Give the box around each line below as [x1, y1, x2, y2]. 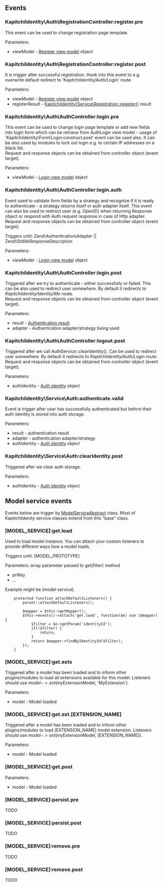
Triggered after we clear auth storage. [5, 464, 81, 470]
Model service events [5, 497, 72, 505]
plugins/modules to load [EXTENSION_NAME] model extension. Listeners [5, 727, 152, 733]
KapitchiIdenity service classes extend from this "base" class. [5, 515, 129, 521]
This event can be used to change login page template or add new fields [5, 124, 150, 130]
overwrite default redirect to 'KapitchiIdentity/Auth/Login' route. [5, 77, 132, 82]
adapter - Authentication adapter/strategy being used [12, 325, 120, 331]
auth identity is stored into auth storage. [5, 411, 85, 417]
